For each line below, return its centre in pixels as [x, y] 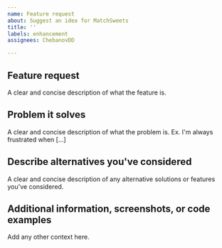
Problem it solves [47, 115]
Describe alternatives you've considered [100, 162]
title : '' [22, 27]
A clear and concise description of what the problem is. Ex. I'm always [110, 131]
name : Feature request [41, 14]
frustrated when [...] [37, 139]
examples [30, 220]
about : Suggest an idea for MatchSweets [68, 21]
